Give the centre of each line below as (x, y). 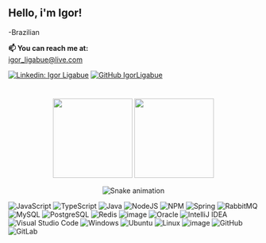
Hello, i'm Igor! (45, 13)
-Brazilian (24, 32)
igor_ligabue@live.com (46, 60)
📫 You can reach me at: (48, 48)
